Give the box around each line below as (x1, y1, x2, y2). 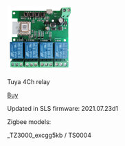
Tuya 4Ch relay (7, 78, 50, 85)
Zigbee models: (7, 118, 52, 126)
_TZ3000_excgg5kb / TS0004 (7, 131, 91, 139)
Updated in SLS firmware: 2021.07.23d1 (7, 105, 119, 112)
